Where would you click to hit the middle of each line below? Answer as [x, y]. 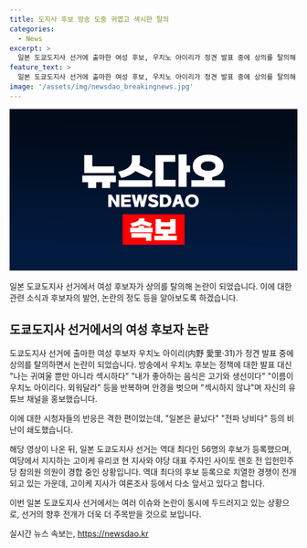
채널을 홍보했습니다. [62, 399]
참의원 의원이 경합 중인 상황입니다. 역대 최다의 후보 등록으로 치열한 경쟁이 [149, 472]
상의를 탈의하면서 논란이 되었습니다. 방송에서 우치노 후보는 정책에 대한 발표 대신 [151, 364]
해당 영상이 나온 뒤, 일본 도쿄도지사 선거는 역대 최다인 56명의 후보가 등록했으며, [151, 449]
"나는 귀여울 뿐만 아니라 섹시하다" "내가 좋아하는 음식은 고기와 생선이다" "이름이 [152, 376]
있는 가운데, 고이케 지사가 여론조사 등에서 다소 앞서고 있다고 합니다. [145, 483]
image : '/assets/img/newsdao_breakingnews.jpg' [102, 87]
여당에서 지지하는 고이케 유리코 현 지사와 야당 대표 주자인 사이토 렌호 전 [136, 460]
